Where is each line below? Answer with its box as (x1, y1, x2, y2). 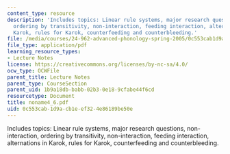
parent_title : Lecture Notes (7, 73, 90, 81)
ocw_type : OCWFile (7, 67, 60, 74)
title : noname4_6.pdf (7, 99, 69, 106)
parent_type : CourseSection (7, 80, 88, 87)
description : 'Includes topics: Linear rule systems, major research (7, 16, 210, 23)
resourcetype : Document (7, 93, 75, 100)
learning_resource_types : (7, 49, 81, 55)
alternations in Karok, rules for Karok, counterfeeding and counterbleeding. (7, 138, 219, 147)
